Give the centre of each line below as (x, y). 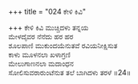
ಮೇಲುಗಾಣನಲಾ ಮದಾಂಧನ (41, 64)
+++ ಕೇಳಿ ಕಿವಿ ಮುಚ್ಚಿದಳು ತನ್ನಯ (49, 28)
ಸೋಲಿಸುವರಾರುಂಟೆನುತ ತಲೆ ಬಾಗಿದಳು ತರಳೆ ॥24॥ (70, 72)
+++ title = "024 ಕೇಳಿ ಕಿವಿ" (47, 12)
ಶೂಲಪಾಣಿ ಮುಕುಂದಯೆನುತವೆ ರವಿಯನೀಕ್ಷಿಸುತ (63, 46)
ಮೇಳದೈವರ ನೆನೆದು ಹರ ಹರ (41, 36)
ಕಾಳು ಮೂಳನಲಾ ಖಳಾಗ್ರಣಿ (39, 54)
